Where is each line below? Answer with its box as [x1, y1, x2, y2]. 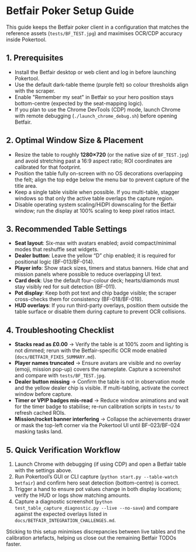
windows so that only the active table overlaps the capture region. [14, 195, 174, 202]
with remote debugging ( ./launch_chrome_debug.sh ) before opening [14, 112, 177, 119]
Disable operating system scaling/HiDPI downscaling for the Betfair [14, 201, 177, 208]
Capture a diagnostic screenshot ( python [14, 498, 113, 505]
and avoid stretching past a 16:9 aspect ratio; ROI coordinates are [14, 157, 173, 164]
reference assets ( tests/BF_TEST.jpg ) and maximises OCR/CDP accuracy [6, 29, 183, 36]
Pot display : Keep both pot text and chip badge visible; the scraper [14, 289, 177, 297]
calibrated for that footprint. [14, 163, 82, 171]
